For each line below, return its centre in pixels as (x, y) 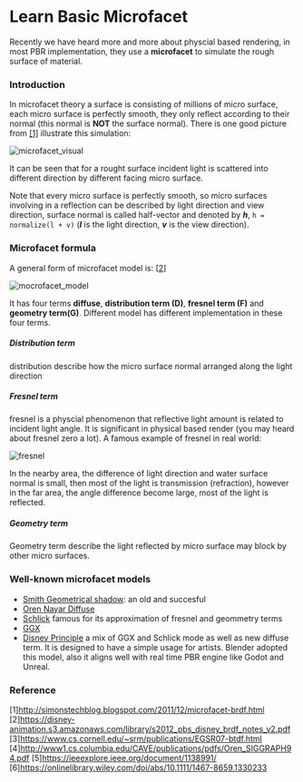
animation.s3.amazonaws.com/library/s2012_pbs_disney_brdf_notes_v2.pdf (150, 729)
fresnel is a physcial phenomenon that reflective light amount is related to (147, 419)
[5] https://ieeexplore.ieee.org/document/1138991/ (124, 758)
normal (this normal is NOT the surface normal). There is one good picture (148, 123)
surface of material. (46, 61)
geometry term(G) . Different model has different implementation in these (146, 313)
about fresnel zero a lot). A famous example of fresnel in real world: (136, 438)
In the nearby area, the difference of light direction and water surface (139, 474)
